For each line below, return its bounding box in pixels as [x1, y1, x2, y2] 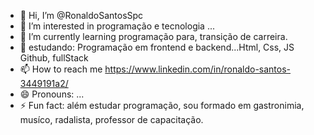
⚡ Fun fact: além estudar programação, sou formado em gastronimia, [19, 100, 305, 111]
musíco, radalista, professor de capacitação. [19, 114, 204, 125]
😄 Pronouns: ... [19, 88, 85, 100]
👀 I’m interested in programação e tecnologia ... [19, 20, 216, 32]
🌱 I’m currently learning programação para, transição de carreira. [19, 31, 288, 42]
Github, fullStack [19, 52, 89, 64]
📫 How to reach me [19, 63, 103, 75]
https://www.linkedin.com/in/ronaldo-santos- [104, 63, 292, 75]
